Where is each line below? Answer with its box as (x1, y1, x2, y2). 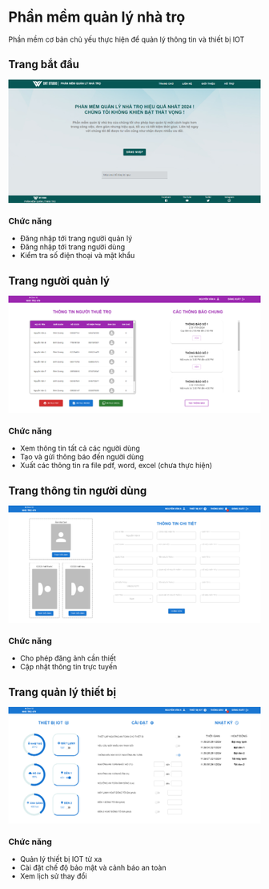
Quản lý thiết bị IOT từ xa (19, 855, 102, 864)
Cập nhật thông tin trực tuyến (19, 662, 118, 672)
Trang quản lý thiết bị (8, 685, 117, 699)
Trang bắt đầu (8, 58, 80, 71)
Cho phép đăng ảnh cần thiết (19, 653, 116, 663)
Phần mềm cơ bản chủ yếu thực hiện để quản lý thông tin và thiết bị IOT (8, 34, 245, 44)
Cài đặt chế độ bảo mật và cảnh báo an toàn (19, 863, 167, 873)
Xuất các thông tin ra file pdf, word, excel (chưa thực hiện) (19, 461, 213, 471)
